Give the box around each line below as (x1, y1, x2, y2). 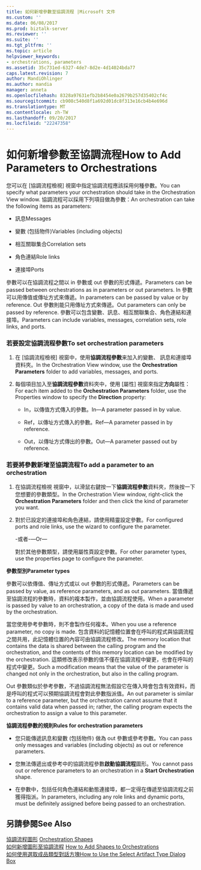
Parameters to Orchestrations (6, 162, 157, 175)
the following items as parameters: (6, 202, 92, 210)
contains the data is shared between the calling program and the (6, 642, 166, 649)
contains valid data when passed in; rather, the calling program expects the (6, 703, 193, 710)
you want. (14, 504, 40, 511)
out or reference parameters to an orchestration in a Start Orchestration (14, 767, 194, 774)
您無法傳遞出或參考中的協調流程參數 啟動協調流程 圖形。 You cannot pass (14, 760, 193, 767)
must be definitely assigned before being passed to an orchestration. (14, 800, 186, 807)
